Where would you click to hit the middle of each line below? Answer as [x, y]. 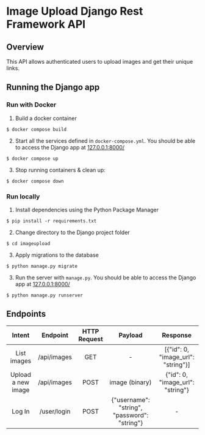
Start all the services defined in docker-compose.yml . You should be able [105, 141]
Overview [25, 47]
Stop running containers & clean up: [60, 170]
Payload [131, 335]
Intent [21, 335]
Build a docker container [46, 118]
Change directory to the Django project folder [72, 232]
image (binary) [131, 382]
